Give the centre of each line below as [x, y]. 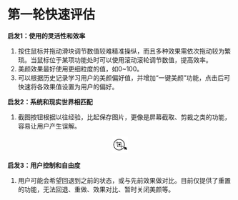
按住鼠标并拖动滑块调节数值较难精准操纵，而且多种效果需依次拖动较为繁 [124, 51]
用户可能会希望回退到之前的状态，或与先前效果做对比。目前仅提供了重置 [124, 180]
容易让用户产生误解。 [49, 126]
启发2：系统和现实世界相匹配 [50, 101]
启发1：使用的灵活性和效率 [46, 36]
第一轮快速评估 [51, 15]
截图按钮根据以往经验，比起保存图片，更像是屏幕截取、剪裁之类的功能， [124, 117]
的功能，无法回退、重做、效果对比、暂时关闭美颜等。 [96, 189]
